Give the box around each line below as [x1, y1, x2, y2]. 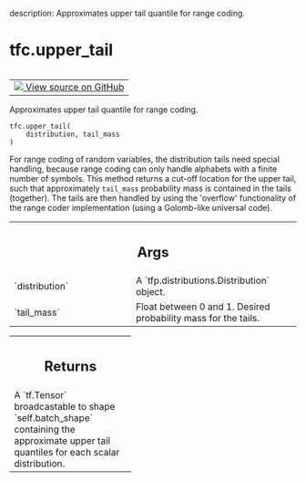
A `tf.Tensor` [14, 388, 67, 401]
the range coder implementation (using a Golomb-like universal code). [9, 202, 273, 213]
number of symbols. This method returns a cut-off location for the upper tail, [9, 173, 297, 183]
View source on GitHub [25, 80, 125, 93]
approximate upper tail [14, 434, 111, 446]
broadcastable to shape [14, 400, 116, 413]
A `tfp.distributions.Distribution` [136, 274, 270, 287]
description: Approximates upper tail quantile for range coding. [9, 8, 246, 18]
